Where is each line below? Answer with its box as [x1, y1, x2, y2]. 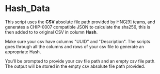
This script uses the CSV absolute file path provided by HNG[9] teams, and [5, 19, 155, 25]
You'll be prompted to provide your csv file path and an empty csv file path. [5, 58, 156, 64]
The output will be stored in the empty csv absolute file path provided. [5, 63, 145, 69]
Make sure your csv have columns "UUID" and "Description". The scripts [5, 38, 150, 44]
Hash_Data [5, 3, 50, 14]
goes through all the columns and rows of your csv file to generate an [5, 44, 144, 49]
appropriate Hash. [5, 49, 41, 55]
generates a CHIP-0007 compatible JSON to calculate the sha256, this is [5, 24, 150, 30]
